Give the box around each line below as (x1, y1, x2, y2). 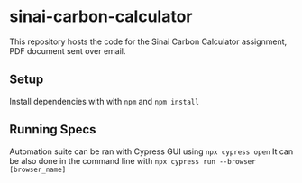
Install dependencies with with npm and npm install (9, 96, 200, 106)
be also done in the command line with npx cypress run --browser (9, 155, 256, 166)
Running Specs (9, 122, 96, 137)
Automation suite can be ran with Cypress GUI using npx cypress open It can (9, 146, 294, 157)
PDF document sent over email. (9, 45, 126, 56)
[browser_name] (9, 165, 67, 174)
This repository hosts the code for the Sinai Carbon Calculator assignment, (9, 36, 288, 47)
